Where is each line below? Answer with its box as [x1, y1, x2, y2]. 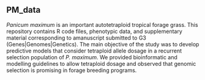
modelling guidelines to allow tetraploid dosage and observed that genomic [6, 60, 196, 67]
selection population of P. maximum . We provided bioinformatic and [6, 53, 177, 60]
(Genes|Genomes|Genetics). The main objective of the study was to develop [6, 40, 199, 48]
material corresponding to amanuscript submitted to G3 [6, 34, 147, 42]
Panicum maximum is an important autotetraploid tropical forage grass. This [6, 21, 198, 28]
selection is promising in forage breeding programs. [6, 67, 137, 74]
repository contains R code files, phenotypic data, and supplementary [6, 27, 182, 35]
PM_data [6, 5, 41, 15]
